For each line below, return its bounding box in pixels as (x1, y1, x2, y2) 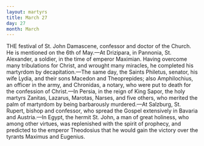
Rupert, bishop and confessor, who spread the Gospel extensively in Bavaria (6, 107, 198, 114)
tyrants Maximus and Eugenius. (6, 133, 85, 141)
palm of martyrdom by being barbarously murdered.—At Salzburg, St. (6, 101, 181, 108)
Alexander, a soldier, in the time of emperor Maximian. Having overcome (6, 55, 188, 63)
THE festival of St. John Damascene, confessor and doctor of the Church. (6, 43, 192, 50)
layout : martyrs (6, 9, 47, 15)
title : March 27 (6, 15, 47, 21)
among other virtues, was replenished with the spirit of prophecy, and (6, 120, 181, 128)
